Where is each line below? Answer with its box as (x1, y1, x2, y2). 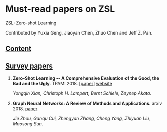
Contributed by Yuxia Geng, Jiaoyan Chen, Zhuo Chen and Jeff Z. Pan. (5, 29, 153, 36)
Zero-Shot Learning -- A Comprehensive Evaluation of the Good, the (12, 75, 159, 81)
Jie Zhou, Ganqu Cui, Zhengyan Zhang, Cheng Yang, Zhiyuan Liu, (12, 115, 151, 122)
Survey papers (5, 61, 53, 70)
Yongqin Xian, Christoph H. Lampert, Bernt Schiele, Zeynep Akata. (12, 90, 152, 96)
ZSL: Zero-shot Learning (5, 20, 57, 26)
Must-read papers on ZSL (5, 3, 115, 15)
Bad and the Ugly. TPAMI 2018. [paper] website (12, 81, 112, 87)
